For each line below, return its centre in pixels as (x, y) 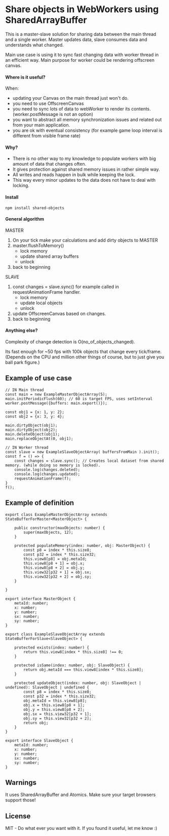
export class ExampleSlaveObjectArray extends (55, 634)
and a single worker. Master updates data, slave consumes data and (76, 39)
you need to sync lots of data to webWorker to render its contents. (81, 109)
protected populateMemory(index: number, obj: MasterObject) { (82, 545)
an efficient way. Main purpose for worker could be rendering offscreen (80, 60)
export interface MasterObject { (40, 599)
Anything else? (22, 331)
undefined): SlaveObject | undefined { (47, 687)
